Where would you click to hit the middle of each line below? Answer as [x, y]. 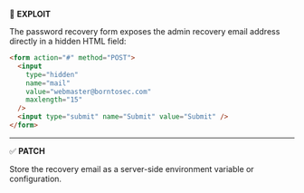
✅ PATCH [27, 150]
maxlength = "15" [54, 100]
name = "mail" [48, 83]
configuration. [35, 179]
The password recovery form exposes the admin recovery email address [145, 31]
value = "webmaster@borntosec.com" [89, 92]
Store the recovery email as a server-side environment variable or [132, 169]
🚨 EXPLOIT [30, 14]
